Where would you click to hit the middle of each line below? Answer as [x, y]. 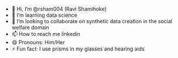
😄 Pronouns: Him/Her [38, 42]
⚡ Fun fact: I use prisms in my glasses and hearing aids [78, 49]
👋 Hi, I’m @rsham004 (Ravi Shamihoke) [59, 9]
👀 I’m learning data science [44, 15]
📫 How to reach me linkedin [46, 34]
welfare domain [30, 27]
